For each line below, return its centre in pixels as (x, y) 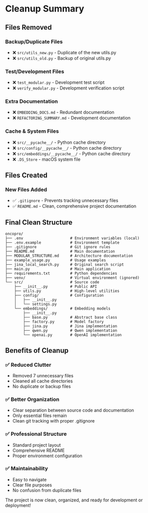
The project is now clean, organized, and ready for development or (74, 500)
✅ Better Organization (32, 399)
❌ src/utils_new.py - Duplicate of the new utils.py (64, 52)
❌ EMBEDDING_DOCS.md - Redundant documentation (63, 112)
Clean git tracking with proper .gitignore (53, 421)
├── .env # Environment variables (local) (72, 238)
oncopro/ (14, 234)
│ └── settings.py (35, 304)
